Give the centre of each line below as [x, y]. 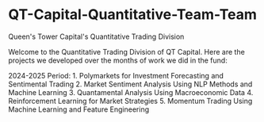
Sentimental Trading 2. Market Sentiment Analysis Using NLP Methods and [130, 84]
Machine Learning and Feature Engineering [78, 109]
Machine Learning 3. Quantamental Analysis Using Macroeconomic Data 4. [131, 92]
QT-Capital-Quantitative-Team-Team [133, 15]
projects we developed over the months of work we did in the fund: [118, 60]
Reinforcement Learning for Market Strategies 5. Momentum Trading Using [130, 101]
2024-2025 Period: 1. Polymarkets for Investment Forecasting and [116, 75]
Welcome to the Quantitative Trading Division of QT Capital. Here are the [127, 51]
